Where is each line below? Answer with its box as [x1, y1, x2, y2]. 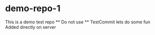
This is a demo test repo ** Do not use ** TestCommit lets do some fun [5, 19, 151, 25]
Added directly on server [5, 24, 56, 30]
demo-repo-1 [5, 3, 61, 14]
